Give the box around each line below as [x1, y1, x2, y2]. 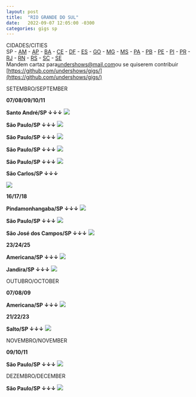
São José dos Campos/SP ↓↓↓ [6, 230, 87, 237]
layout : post [6, 8, 39, 15]
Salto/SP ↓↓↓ [6, 325, 44, 332]
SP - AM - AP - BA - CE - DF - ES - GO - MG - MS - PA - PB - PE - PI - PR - [6, 48, 191, 56]
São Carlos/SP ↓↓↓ [6, 170, 59, 177]
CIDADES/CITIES [6, 42, 48, 49]
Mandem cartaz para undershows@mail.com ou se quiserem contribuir [6, 61, 179, 68]
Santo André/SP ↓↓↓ [6, 109, 63, 117]
